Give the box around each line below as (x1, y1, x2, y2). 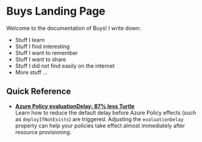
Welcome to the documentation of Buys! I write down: (6, 24, 141, 32)
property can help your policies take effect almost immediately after (15, 122, 186, 129)
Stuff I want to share (15, 55, 66, 63)
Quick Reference (6, 87, 71, 97)
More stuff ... (15, 68, 48, 76)
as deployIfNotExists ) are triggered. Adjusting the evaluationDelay (15, 115, 184, 122)
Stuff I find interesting (15, 43, 70, 50)
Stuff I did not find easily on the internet (15, 62, 115, 69)
